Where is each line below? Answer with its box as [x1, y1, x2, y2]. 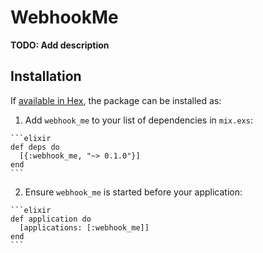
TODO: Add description [10, 39, 110, 51]
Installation [10, 68, 82, 85]
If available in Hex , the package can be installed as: [10, 94, 222, 106]
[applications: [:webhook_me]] [19, 222, 150, 233]
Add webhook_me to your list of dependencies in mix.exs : [24, 114, 253, 126]
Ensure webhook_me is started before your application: [24, 186, 243, 198]
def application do [10, 214, 92, 224]
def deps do [10, 142, 60, 152]
